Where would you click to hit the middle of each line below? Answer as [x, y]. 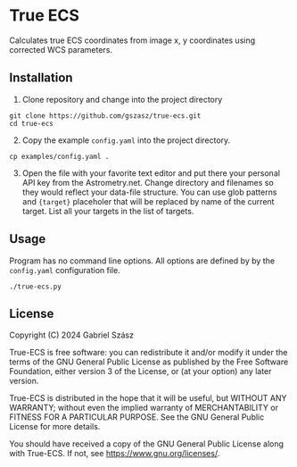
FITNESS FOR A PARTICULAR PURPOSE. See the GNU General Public [137, 417]
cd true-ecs [31, 123]
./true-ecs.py [36, 287]
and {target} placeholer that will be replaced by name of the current [148, 201]
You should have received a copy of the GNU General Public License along [146, 444]
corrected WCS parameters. [61, 49]
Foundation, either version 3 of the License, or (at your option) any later [140, 371]
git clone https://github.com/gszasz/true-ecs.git [105, 116]
